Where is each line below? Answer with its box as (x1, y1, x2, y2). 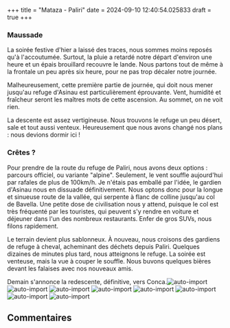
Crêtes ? (7, 148, 36, 157)
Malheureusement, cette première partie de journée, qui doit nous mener (7, 81, 214, 89)
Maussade (7, 30, 43, 40)
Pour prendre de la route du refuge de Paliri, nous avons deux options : (7, 163, 208, 172)
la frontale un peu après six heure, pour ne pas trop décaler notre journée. (7, 68, 218, 76)
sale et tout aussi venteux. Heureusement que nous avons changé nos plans (7, 124, 223, 132)
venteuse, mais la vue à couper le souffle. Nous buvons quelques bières (7, 257, 211, 265)
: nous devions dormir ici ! (7, 130, 81, 139)
